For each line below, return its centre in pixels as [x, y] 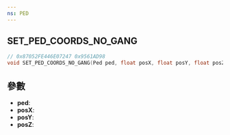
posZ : [25, 124]
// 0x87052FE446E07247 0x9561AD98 [56, 57]
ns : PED [18, 13]
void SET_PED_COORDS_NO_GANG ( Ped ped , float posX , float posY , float [108, 63]
